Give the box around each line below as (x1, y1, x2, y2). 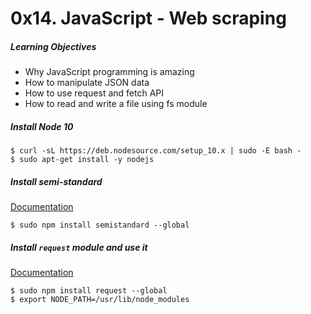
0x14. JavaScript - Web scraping (10, 7, 287, 30)
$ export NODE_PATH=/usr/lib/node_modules (10, 295, 190, 305)
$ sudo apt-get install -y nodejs (10, 155, 155, 165)
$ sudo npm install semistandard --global (10, 220, 190, 231)
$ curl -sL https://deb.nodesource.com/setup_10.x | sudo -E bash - (10, 146, 302, 156)
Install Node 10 (10, 120, 74, 132)
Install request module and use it (10, 241, 148, 253)
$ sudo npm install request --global (10, 286, 168, 296)
